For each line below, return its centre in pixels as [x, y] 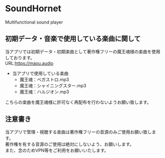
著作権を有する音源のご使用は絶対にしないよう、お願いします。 [70, 144]
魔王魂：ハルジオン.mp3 [44, 92]
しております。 [20, 57]
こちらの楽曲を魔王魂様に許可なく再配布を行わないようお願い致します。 [78, 102]
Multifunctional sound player [34, 22]
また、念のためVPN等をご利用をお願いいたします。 [57, 150]
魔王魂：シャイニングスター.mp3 [53, 85]
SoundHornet [33, 9]
